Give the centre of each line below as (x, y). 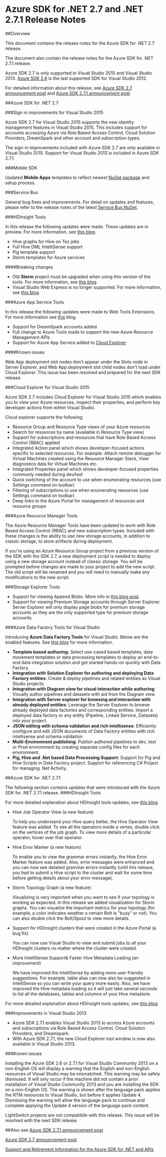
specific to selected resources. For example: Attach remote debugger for (87, 453)
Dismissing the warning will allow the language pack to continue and (75, 1100)
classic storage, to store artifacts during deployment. (59, 541)
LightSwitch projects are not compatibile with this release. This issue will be (82, 1115)
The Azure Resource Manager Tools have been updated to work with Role (81, 525)
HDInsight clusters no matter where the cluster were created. (75, 948)
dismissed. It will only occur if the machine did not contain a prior (72, 1079)
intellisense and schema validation (47, 736)
